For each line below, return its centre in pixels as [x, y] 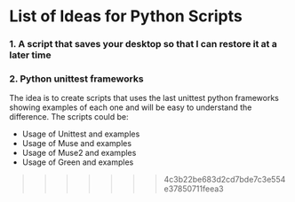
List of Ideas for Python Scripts [126, 16]
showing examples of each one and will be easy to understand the [131, 107]
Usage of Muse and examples [76, 144]
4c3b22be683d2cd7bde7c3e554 [225, 180]
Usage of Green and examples [78, 162]
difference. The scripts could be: [69, 117]
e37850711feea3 [194, 189]
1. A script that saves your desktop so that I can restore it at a [143, 44]
